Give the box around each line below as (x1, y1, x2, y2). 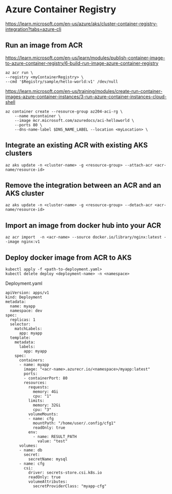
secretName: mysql (28, 456, 68, 462)
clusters (5, 149, 32, 158)
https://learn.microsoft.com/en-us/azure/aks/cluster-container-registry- (5, 21, 158, 27)
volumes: (18, 443, 38, 448)
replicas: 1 (10, 317, 36, 322)
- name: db (18, 448, 43, 453)
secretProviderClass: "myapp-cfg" (32, 484, 107, 489)
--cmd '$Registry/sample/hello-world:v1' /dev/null (5, 79, 118, 84)
